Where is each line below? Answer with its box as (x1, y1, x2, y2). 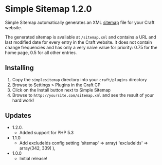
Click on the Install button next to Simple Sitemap (12, 87, 111, 93)
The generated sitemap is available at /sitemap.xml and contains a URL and (5, 34, 157, 40)
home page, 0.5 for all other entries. (5, 50, 77, 55)
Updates (5, 111, 32, 120)
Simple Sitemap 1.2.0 (5, 3, 92, 15)
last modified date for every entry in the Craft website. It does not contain (5, 39, 152, 45)
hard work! (12, 97, 34, 103)
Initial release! (19, 155, 48, 161)
